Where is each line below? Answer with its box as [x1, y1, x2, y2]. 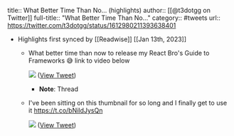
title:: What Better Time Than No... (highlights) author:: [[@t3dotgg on [7, 6, 211, 14]
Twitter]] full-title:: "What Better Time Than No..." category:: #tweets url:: [7, 14, 220, 22]
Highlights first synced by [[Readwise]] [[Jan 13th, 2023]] [17, 35, 187, 43]
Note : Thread [38, 85, 79, 93]
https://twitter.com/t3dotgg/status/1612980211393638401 [7, 21, 176, 29]
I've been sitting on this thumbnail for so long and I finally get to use [28, 99, 228, 107]
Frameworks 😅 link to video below [28, 56, 130, 65]
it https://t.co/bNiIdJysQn [28, 106, 103, 115]
